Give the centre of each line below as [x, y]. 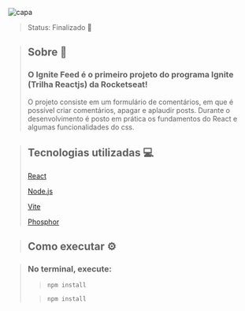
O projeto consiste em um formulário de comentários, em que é [130, 102]
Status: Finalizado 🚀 [59, 27]
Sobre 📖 [47, 52]
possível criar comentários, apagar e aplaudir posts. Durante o [129, 110]
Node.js [40, 191]
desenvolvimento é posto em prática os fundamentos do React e [132, 118]
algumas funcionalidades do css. [81, 127]
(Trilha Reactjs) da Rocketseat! [87, 84]
